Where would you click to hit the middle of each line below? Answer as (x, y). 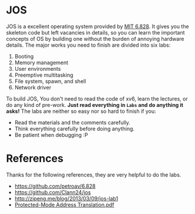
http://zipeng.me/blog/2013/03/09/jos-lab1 (66, 198)
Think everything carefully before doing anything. (75, 129)
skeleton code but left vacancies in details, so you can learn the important (95, 32)
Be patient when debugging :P (51, 134)
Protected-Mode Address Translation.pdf (64, 205)
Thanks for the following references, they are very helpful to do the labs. (94, 175)
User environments (38, 68)
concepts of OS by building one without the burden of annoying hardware (95, 39)
